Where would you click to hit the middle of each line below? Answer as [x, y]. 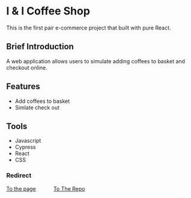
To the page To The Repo [46, 188]
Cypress [25, 147]
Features [23, 86]
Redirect [19, 176]
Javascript [28, 141]
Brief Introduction [40, 47]
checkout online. [27, 67]
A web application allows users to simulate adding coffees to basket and [95, 61]
